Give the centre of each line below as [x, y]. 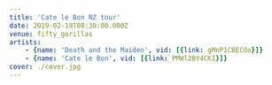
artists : [25, 42]
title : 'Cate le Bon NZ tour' [65, 17]
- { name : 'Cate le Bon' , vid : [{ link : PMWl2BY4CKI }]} [126, 58]
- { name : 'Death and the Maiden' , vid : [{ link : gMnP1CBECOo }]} [144, 50]
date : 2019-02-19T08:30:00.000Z [69, 26]
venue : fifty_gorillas [51, 34]
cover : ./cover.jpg [45, 67]
